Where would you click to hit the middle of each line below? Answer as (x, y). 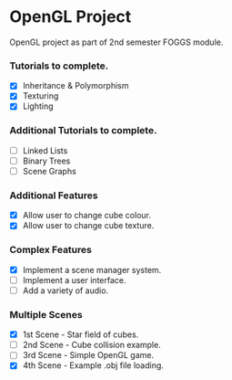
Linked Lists (45, 150)
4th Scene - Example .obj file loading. (93, 365)
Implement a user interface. (74, 280)
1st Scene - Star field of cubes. (81, 334)
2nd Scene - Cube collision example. (91, 345)
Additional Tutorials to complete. (83, 131)
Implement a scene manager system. (92, 269)
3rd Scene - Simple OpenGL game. (88, 355)
